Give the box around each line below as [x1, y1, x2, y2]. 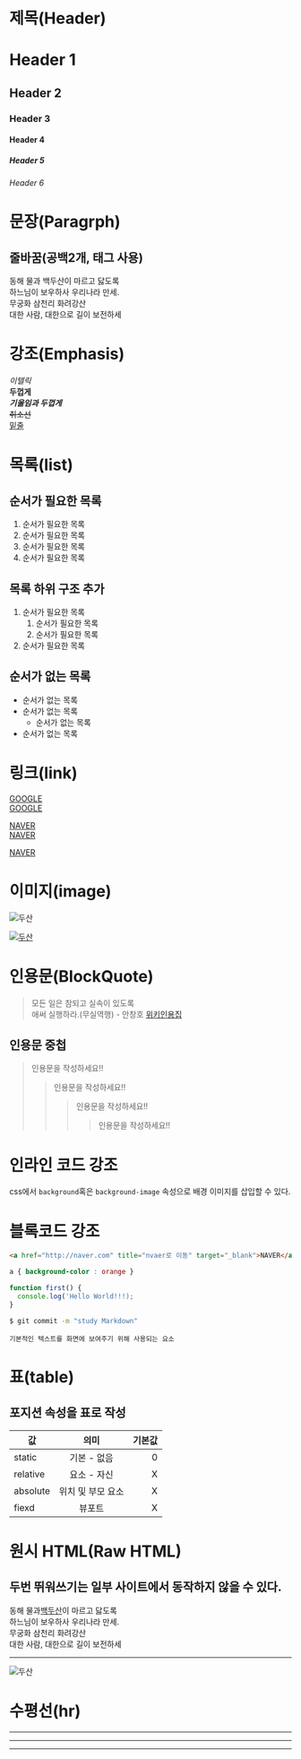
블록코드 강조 [9, 1221, 100, 1242]
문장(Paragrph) [9, 212, 121, 232]
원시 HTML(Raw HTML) [9, 1541, 182, 1561]
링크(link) [9, 763, 78, 783]
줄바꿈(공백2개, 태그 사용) [9, 250, 143, 265]
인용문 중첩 [9, 1037, 67, 1053]
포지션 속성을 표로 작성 [9, 1405, 127, 1421]
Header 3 [9, 112, 51, 125]
